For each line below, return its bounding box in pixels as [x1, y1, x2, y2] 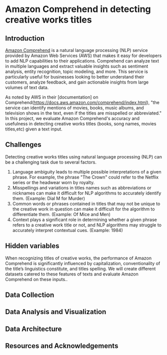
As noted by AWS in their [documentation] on [5, 94, 98, 100]
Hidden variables [5, 241, 59, 250]
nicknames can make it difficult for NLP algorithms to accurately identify [12, 190, 161, 196]
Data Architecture [5, 324, 62, 333]
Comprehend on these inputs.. [5, 276, 68, 282]
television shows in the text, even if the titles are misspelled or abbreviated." [5, 110, 162, 116]
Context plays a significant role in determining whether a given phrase [12, 216, 157, 222]
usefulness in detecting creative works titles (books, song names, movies [5, 121, 156, 126]
